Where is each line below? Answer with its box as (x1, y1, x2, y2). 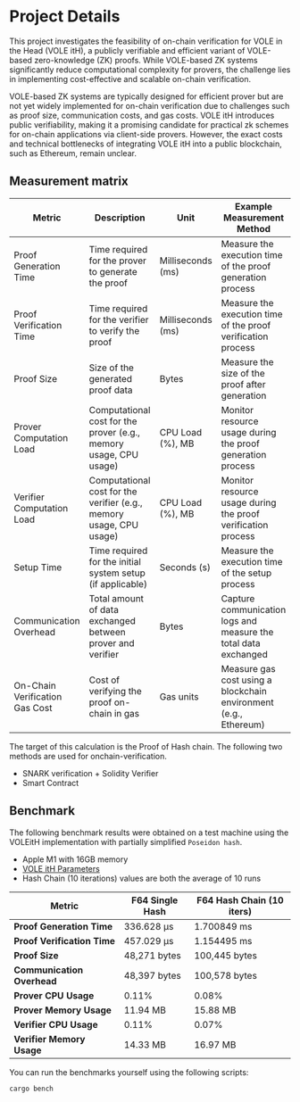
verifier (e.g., (88, 496, 143, 509)
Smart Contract (21, 777, 79, 788)
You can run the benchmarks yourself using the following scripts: (9, 1066, 249, 1077)
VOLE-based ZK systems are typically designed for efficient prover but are (9, 91, 284, 102)
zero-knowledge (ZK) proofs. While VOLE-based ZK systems (34, 54, 258, 65)
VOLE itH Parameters (21, 863, 100, 874)
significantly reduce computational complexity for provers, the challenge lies (9, 64, 291, 75)
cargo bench (9, 1084, 54, 1093)
